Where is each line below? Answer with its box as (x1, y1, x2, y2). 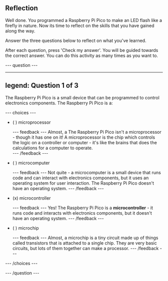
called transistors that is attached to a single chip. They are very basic (12, 240, 157, 246)
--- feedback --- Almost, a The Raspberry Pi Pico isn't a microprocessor (12, 129, 161, 135)
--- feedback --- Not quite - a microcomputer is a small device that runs (12, 169, 161, 175)
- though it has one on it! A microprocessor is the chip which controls (12, 134, 155, 140)
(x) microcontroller (12, 195, 51, 201)
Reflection (5, 4, 38, 12)
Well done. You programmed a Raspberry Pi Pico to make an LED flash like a (5, 17, 162, 23)
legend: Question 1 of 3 (5, 81, 79, 90)
